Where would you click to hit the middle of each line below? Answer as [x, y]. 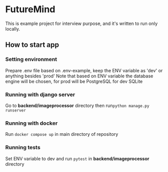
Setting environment [31, 60]
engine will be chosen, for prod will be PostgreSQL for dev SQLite [74, 81]
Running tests [23, 148]
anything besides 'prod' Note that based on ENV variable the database [79, 76]
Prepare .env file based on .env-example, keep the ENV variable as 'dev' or [84, 70]
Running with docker [32, 123]
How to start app [32, 45]
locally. [13, 28]
